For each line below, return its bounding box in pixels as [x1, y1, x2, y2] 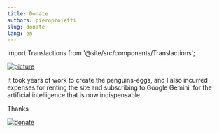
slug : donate [7, 23, 45, 30]
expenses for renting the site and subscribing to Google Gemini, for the [7, 83, 212, 92]
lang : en [7, 29, 33, 37]
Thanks [7, 104, 29, 113]
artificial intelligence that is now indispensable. [7, 91, 142, 99]
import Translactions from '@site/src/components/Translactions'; [7, 49, 196, 57]
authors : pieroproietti [7, 17, 77, 24]
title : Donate [7, 10, 49, 17]
